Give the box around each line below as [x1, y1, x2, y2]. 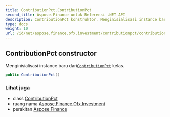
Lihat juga [5, 84, 30, 91]
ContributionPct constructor [5, 49, 97, 58]
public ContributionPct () [5, 72, 60, 77]
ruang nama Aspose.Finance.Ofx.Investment [12, 101, 105, 107]
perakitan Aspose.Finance [12, 106, 67, 112]
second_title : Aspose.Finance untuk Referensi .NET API [5, 12, 125, 17]
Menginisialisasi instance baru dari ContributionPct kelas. [5, 62, 125, 68]
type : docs [5, 21, 28, 27]
